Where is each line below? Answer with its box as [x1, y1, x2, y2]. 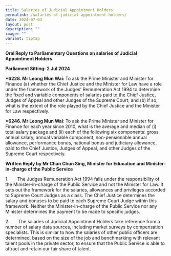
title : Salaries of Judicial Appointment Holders [5, 7, 114, 13]
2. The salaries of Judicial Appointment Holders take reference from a [5, 218, 160, 224]
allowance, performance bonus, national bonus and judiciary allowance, [5, 139, 157, 146]
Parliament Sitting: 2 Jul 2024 [5, 65, 70, 72]
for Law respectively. [5, 108, 50, 114]
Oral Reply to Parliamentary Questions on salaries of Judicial [5, 50, 137, 56]
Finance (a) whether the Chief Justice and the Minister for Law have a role [5, 80, 162, 87]
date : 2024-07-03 [5, 17, 42, 22]
